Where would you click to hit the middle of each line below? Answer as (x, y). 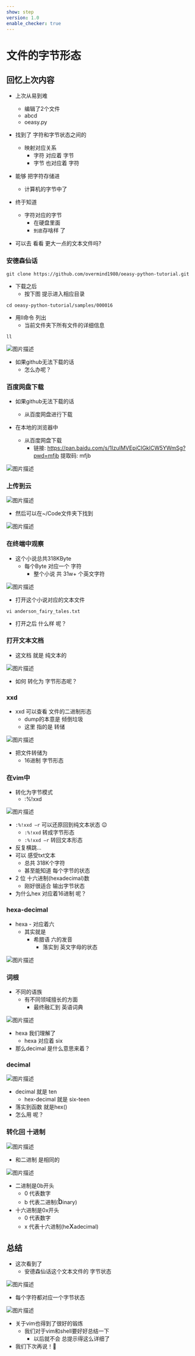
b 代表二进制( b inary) (51, 1201)
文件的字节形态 (44, 55)
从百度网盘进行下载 (48, 414)
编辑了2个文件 (42, 109)
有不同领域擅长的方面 (51, 1000)
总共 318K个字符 (44, 863)
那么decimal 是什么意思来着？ (52, 1049)
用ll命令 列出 (31, 317)
